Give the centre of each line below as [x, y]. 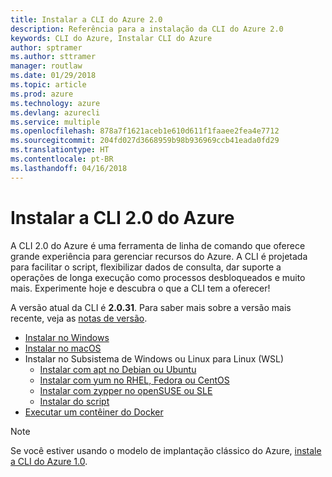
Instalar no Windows [67, 337]
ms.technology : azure [55, 103]
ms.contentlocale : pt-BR [62, 159]
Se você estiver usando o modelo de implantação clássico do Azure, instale [166, 450]
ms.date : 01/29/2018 [53, 76]
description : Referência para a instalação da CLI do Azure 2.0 [147, 29]
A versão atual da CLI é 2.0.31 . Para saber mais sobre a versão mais [151, 307]
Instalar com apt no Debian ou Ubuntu [118, 369]
